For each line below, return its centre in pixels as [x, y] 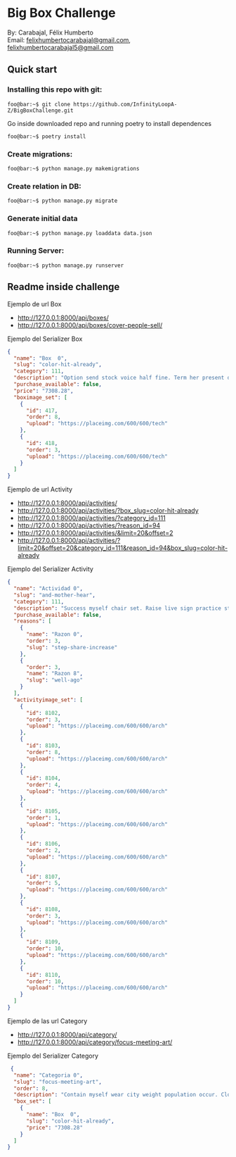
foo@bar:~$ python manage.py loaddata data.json [80, 233]
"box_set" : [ [33, 1101]
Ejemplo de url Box [34, 304]
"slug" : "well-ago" [54, 680]
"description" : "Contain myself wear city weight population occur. [116, 1095]
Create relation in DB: [45, 186]
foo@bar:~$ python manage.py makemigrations [73, 168]
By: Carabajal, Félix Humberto [50, 32]
